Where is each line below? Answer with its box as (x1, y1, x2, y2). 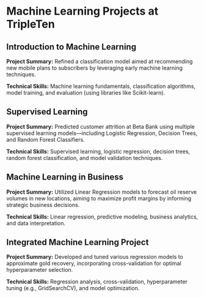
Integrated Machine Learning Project (6, 237, 149, 248)
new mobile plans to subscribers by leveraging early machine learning (6, 64, 183, 71)
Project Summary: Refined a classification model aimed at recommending (6, 58, 193, 65)
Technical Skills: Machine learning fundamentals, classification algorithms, (6, 82, 196, 90)
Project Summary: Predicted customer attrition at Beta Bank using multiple (6, 123, 195, 130)
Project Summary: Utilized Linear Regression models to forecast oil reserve (6, 188, 197, 195)
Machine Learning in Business (6, 172, 124, 183)
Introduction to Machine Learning (6, 42, 136, 52)
